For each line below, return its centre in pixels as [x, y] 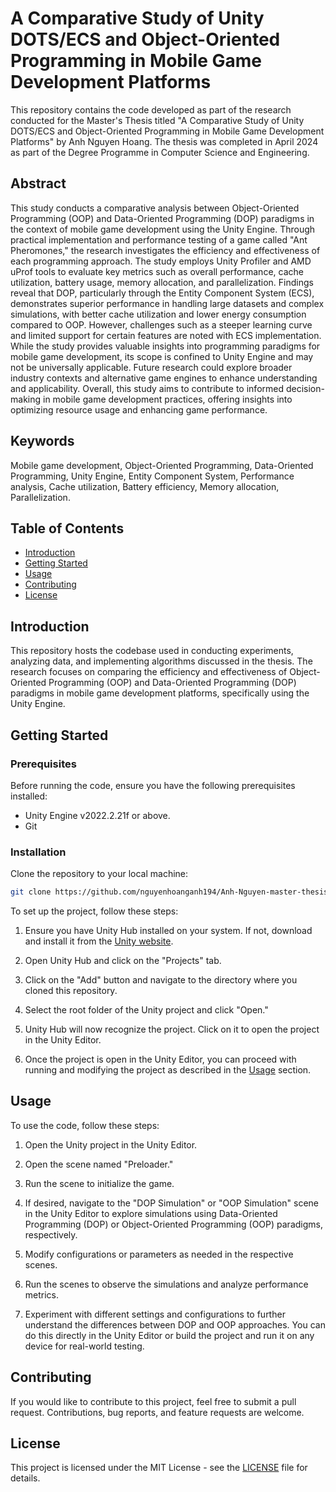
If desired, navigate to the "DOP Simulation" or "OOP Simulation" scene [171, 1203]
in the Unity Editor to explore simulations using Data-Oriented [151, 1213]
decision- [305, 388]
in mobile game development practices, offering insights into [167, 399]
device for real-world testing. [84, 1346]
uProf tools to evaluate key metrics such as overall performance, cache [157, 271]
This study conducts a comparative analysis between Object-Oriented [155, 208]
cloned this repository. [71, 991]
